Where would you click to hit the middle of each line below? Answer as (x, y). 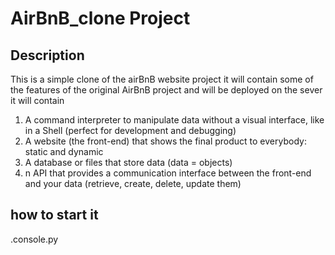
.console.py (34, 239)
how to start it (54, 215)
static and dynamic (64, 151)
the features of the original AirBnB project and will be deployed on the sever (166, 90)
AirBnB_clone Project (100, 18)
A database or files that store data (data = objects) (128, 162)
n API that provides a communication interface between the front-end (168, 173)
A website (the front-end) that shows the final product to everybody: (165, 141)
